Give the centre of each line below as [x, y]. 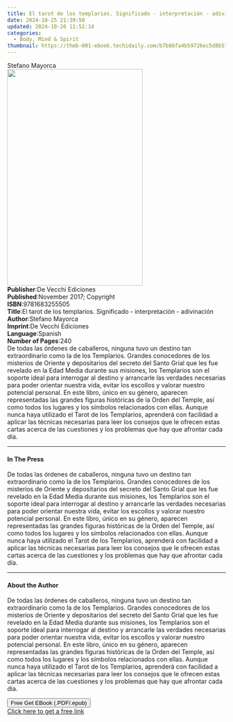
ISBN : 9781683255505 [39, 304]
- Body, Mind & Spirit [46, 39]
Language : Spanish [34, 334]
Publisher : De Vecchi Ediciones [51, 289]
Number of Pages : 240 [40, 341]
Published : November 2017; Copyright [61, 297]
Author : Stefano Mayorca [43, 319]
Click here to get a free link [46, 712]
